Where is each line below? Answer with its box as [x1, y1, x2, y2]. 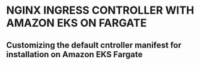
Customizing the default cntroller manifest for [6, 40, 182, 50]
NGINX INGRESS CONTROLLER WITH [6, 4, 195, 17]
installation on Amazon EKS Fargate [6, 49, 143, 60]
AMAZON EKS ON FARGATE [6, 16, 147, 30]
